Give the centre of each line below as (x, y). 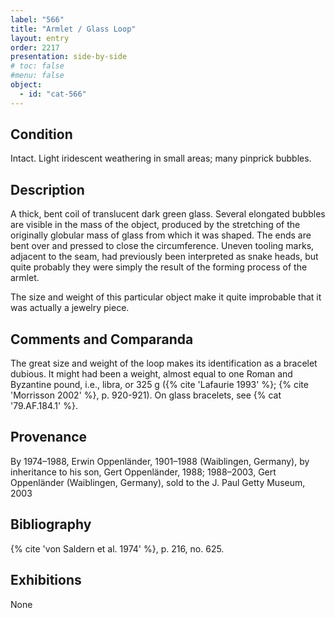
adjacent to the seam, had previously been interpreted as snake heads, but (164, 257)
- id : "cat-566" (53, 94)
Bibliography (51, 524)
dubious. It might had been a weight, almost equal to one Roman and (151, 374)
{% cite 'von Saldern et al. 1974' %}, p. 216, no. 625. (117, 548)
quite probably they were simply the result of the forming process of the (159, 267)
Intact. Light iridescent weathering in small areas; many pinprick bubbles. (161, 158)
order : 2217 (35, 47)
